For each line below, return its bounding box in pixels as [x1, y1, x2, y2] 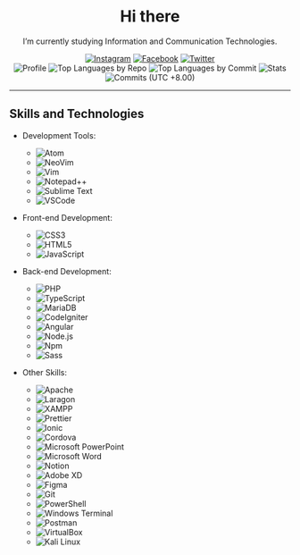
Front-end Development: [21, 212, 113, 223]
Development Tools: [21, 130, 96, 140]
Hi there [120, 6, 180, 27]
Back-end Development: [21, 265, 112, 276]
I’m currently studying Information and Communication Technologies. [22, 36, 278, 46]
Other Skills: [21, 366, 67, 377]
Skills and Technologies [9, 106, 145, 122]
